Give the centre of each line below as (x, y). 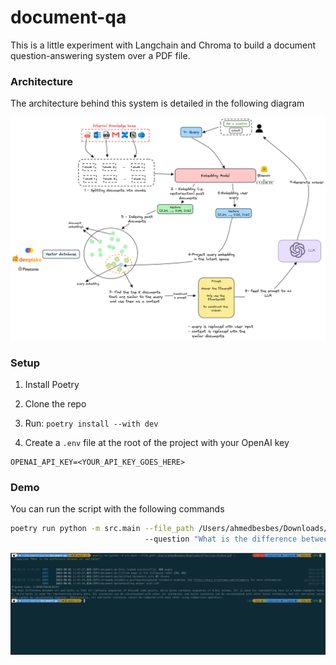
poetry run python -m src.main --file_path (102, 529)
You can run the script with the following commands (117, 509)
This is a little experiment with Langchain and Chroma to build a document (163, 45)
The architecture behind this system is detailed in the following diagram (157, 103)
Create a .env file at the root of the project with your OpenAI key (157, 442)
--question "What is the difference (221, 539)
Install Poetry (52, 384)
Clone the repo (55, 403)
